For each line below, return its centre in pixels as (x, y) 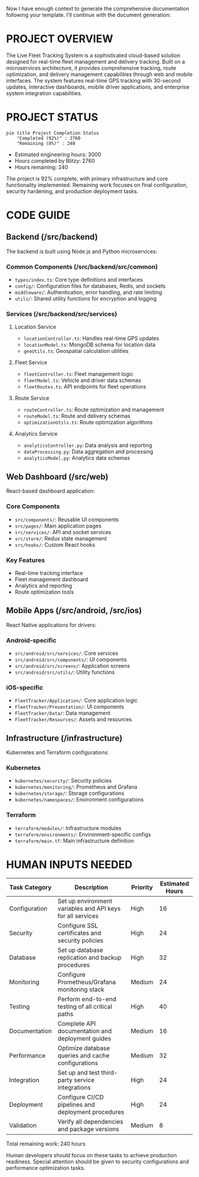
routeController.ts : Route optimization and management (94, 410)
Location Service (35, 327)
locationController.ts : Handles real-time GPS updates (91, 339)
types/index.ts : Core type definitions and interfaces (79, 280)
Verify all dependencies (90, 1121)
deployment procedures (91, 1112)
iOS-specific (25, 687)
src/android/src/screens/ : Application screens (72, 665)
